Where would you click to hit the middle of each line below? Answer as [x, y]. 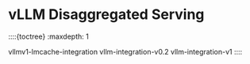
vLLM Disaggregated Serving [106, 15]
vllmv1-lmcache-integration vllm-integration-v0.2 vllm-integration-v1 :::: [125, 51]
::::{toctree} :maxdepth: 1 [48, 36]
